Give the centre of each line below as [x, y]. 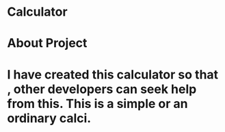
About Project [47, 43]
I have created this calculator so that [113, 74]
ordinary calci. [49, 118]
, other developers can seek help [102, 89]
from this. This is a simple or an [97, 104]
